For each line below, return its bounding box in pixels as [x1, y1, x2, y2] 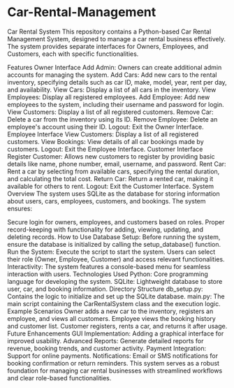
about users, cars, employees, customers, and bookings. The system [7, 196, 206, 205]
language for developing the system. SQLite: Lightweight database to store [7, 277, 223, 285]
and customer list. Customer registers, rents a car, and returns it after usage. [7, 322, 228, 330]
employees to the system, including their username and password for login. [7, 100, 225, 108]
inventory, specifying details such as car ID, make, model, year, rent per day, [7, 78, 227, 86]
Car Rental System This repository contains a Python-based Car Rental [7, 27, 212, 36]
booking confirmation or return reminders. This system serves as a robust [7, 359, 220, 367]
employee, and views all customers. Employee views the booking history [7, 314, 217, 322]
